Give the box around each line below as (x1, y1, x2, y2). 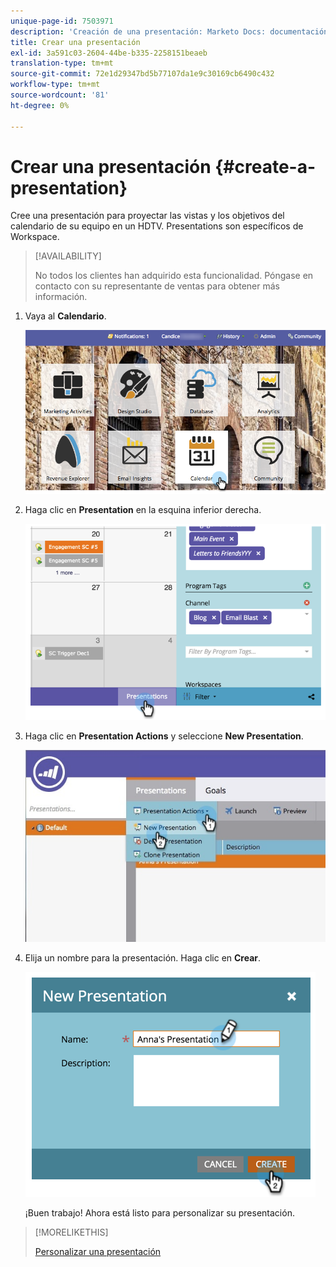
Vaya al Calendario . (24, 310, 107, 322)
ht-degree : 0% (10, 100, 70, 110)
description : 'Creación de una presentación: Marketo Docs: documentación (10, 26, 329, 37)
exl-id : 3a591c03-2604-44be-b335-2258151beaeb (10, 48, 208, 58)
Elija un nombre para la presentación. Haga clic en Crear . (24, 951, 262, 964)
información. (34, 291, 88, 303)
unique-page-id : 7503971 (10, 16, 114, 26)
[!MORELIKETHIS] (34, 1226, 109, 1238)
